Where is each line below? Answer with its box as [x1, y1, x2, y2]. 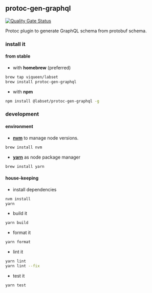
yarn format [5, 240, 31, 245]
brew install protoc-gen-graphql [5, 79, 77, 84]
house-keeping [5, 175, 39, 181]
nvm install [5, 196, 31, 202]
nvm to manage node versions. [12, 134, 79, 141]
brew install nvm [5, 145, 42, 150]
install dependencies [12, 186, 57, 192]
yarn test [5, 282, 27, 288]
